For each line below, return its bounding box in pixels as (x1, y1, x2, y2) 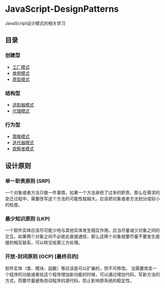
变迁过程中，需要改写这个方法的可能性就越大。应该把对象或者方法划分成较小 (5, 195, 160, 202)
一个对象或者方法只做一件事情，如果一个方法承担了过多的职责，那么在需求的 (5, 189, 160, 195)
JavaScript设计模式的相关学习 (5, 20, 66, 26)
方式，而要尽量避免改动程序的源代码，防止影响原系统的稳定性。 (5, 277, 134, 283)
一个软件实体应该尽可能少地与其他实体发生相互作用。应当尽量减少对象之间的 (5, 227, 160, 234)
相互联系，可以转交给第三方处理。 (13, 239, 82, 246)
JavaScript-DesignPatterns (5, 3, 119, 15)
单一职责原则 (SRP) (5, 178, 51, 184)
